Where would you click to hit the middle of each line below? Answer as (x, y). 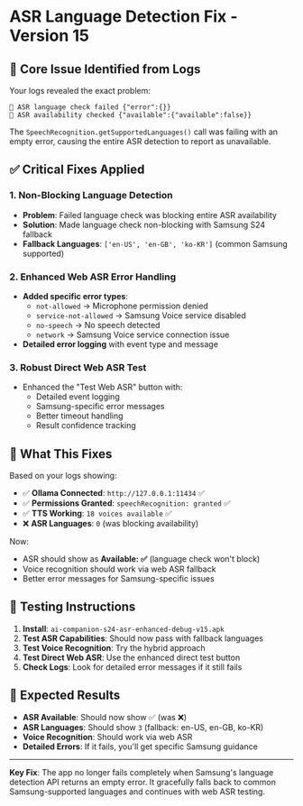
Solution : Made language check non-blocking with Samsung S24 (144, 224)
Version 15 (50, 36)
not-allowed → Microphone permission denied (122, 306)
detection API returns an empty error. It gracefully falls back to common (143, 782)
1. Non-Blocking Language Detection (91, 196)
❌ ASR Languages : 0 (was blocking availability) (110, 524)
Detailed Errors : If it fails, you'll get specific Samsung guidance (140, 746)
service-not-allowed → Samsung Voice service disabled (141, 315)
